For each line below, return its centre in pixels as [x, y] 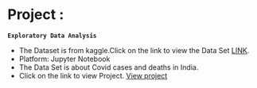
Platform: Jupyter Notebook [64, 59]
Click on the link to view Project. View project [93, 75]
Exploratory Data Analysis [52, 36]
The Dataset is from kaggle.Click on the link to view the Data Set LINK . [134, 50]
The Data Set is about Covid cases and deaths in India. [109, 67]
